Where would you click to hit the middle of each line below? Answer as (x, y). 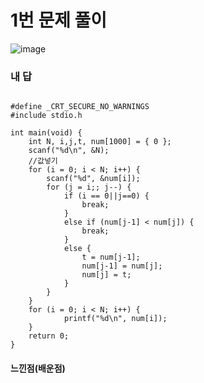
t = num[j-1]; (111, 257)
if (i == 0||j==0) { (106, 196)
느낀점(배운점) (38, 368)
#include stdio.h (46, 116)
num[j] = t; (106, 275)
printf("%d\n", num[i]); (115, 319)
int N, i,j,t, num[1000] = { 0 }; (100, 142)
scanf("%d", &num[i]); (93, 179)
